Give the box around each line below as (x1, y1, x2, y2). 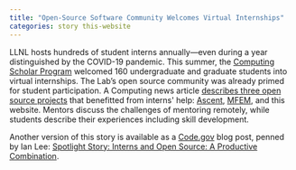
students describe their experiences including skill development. (9, 114, 250, 125)
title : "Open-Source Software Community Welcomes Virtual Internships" (9, 13, 284, 23)
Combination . (9, 150, 60, 161)
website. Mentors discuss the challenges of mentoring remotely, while (9, 104, 271, 115)
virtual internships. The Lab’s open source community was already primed (9, 75, 285, 86)
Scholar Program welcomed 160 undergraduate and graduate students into (9, 65, 288, 77)
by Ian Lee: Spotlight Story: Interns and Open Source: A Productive (9, 141, 258, 152)
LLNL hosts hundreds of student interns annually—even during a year (9, 46, 268, 57)
